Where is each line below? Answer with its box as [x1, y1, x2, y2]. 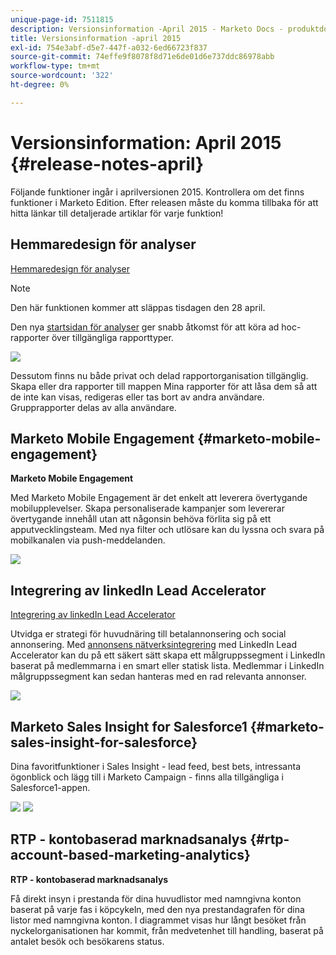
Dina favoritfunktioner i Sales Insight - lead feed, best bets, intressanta [10, 760, 301, 772]
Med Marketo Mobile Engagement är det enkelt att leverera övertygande [10, 492, 308, 504]
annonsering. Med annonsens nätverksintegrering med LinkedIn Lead [10, 639, 297, 651]
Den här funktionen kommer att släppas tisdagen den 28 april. [10, 301, 266, 313]
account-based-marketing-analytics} [10, 847, 251, 864]
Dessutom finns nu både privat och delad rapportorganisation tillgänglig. [10, 369, 309, 381]
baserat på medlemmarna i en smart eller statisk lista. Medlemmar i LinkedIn [10, 660, 325, 672]
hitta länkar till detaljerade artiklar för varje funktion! [10, 207, 224, 219]
